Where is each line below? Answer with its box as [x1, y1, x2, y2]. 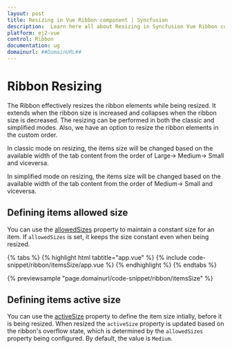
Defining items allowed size [7, 207, 128, 218]
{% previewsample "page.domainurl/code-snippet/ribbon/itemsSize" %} [7, 274, 214, 282]
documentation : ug [7, 42, 60, 49]
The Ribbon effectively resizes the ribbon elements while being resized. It [7, 101, 216, 109]
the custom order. [7, 131, 58, 139]
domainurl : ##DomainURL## [7, 49, 81, 56]
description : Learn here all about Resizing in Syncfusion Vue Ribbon [7, 23, 217, 30]
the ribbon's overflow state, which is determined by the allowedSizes [7, 327, 204, 335]
